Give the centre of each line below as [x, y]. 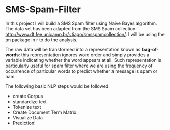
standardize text [30, 101]
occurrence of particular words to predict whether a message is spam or [81, 71]
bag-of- [150, 49]
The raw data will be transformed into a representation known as [73, 49]
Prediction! [24, 123]
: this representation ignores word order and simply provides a [84, 55]
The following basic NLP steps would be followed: [58, 86]
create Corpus [28, 96]
